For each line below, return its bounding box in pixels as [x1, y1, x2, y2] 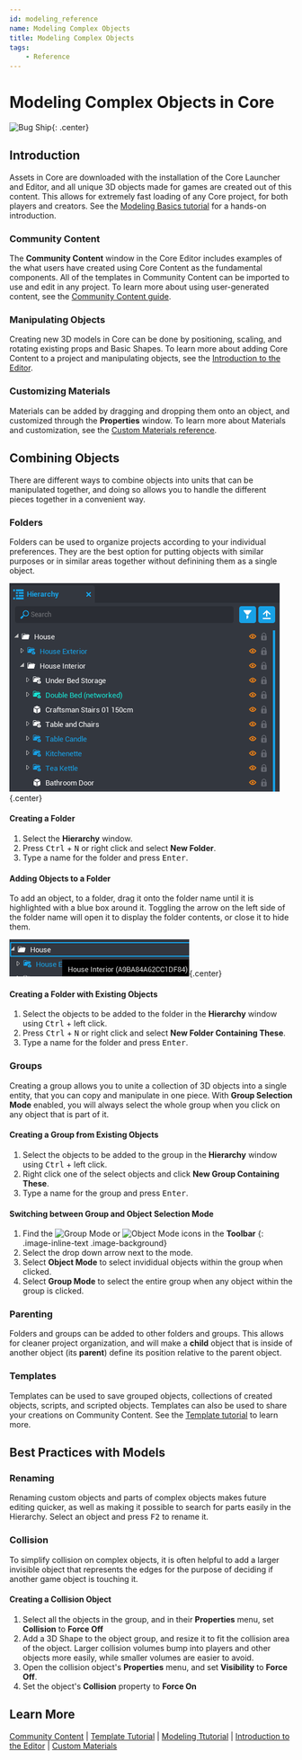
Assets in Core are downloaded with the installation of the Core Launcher [9, 172, 280, 182]
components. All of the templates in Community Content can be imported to [9, 272, 290, 283]
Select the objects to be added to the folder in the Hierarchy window [22, 1009, 278, 1019]
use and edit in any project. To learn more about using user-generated [9, 281, 270, 292]
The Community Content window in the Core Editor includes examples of [9, 253, 283, 264]
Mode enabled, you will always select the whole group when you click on [9, 1099, 280, 1110]
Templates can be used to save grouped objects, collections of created [9, 1390, 272, 1401]
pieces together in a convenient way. [9, 493, 147, 504]
